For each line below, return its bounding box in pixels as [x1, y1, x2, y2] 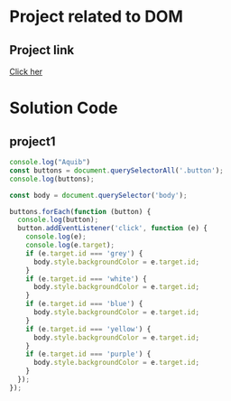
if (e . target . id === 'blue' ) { [25, 300, 143, 309]
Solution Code [9, 98, 118, 118]
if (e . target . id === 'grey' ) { [25, 248, 143, 258]
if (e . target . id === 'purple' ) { [25, 350, 152, 359]
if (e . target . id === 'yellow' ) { [25, 324, 152, 333]
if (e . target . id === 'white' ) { [25, 274, 147, 284]
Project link [9, 42, 75, 58]
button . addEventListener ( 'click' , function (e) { [17, 224, 208, 233]
